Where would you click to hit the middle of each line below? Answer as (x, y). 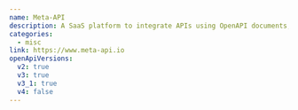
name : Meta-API (37, 17)
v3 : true (33, 75)
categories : (31, 34)
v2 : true (33, 67)
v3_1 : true (37, 83)
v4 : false (35, 91)
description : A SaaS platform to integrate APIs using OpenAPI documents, (150, 26)
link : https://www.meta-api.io (67, 51)
